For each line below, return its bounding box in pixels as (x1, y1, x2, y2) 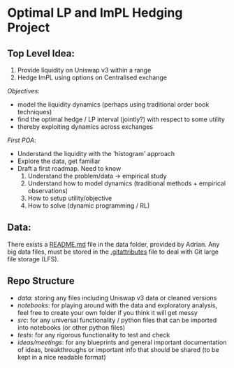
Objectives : (7, 87, 40, 95)
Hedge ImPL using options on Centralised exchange (17, 73, 168, 82)
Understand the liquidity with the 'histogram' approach (17, 150, 175, 158)
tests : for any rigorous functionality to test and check (17, 330, 170, 339)
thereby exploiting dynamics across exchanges (17, 123, 154, 130)
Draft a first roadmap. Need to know (17, 164, 122, 172)
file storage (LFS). (7, 254, 59, 263)
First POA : (7, 136, 36, 144)
